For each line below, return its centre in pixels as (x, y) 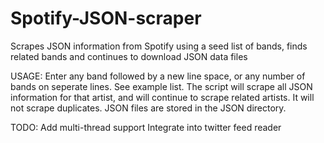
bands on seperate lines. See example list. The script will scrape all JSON (161, 86)
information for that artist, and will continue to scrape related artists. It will (162, 97)
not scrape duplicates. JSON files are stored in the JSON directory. (148, 108)
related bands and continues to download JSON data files (129, 56)
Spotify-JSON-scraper (106, 18)
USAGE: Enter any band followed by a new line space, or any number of (158, 76)
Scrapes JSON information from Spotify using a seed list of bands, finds (159, 46)
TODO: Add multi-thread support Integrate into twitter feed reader (146, 127)
